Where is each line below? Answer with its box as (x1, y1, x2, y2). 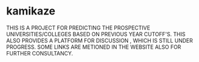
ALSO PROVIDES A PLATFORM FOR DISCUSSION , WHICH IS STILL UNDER (6, 37, 194, 44)
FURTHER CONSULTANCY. (6, 49, 73, 57)
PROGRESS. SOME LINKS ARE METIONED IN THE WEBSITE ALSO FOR (6, 43, 182, 51)
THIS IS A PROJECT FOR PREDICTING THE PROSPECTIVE (6, 24, 150, 31)
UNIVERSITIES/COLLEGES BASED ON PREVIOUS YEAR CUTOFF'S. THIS (6, 30, 186, 37)
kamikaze (6, 4, 56, 18)
